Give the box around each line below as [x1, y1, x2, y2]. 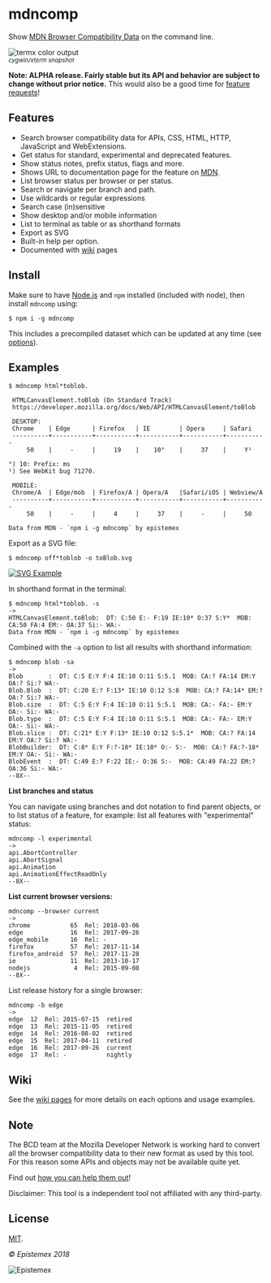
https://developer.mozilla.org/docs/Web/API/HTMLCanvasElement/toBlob [11, 404, 256, 412]
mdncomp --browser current [8, 907, 100, 916]
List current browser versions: [8, 892, 113, 901]
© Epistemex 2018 [8, 1249, 71, 1259]
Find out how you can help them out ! [8, 1173, 131, 1182]
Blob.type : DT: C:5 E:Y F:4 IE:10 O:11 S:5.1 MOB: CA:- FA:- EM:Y [8, 715, 252, 724]
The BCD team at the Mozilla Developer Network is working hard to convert [8, 1140, 260, 1149]
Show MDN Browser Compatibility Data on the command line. [8, 32, 214, 41]
